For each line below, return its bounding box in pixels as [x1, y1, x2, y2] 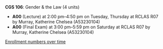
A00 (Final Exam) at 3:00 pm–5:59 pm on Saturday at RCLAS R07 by [12, 24, 151, 30]
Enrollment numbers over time [5, 39, 66, 45]
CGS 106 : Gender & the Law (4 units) [5, 4, 80, 10]
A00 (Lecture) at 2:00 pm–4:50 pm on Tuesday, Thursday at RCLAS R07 [12, 14, 159, 19]
